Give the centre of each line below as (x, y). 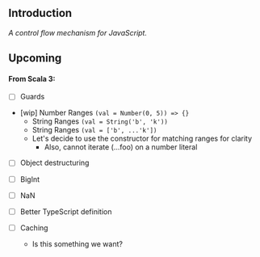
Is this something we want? (78, 244)
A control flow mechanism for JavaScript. (78, 32)
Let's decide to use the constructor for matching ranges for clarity (142, 139)
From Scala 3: (32, 78)
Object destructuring (55, 163)
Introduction (40, 13)
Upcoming (35, 59)
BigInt (30, 179)
